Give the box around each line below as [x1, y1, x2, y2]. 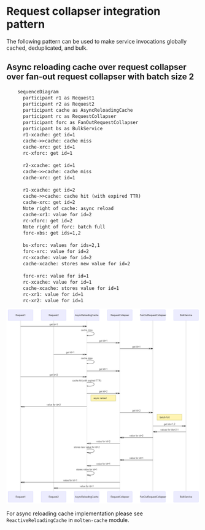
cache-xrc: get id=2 [22, 199, 75, 205]
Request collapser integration [6, 4, 161, 18]
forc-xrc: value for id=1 [22, 273, 89, 279]
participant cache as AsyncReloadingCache [22, 107, 133, 113]
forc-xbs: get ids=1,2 [22, 230, 81, 236]
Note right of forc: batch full [22, 224, 106, 230]
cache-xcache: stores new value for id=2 [22, 260, 131, 267]
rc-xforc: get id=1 [22, 150, 72, 156]
